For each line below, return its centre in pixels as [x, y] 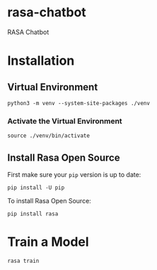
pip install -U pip [36, 188]
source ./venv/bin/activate [49, 136]
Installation [41, 61]
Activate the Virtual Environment [65, 121]
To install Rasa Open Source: [50, 201]
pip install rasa [33, 214]
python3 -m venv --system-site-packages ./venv [79, 103]
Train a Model [48, 242]
